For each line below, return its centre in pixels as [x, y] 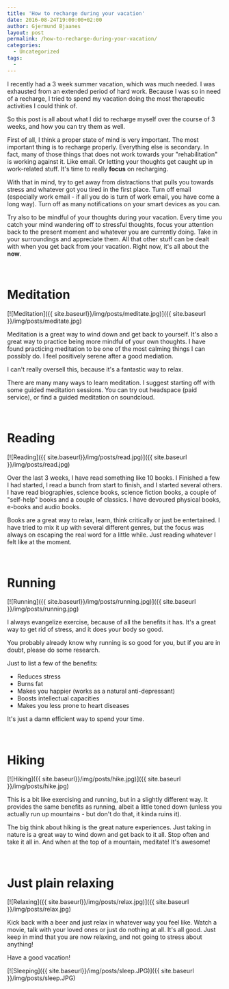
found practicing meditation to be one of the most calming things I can [106, 349]
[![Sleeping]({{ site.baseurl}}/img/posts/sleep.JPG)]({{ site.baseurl [101, 971]
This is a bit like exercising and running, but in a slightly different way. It [108, 800]
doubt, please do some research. [54, 650]
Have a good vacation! [39, 957]
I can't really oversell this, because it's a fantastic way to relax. [95, 369]
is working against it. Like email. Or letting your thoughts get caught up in [110, 161]
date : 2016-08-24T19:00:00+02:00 [55, 20]
